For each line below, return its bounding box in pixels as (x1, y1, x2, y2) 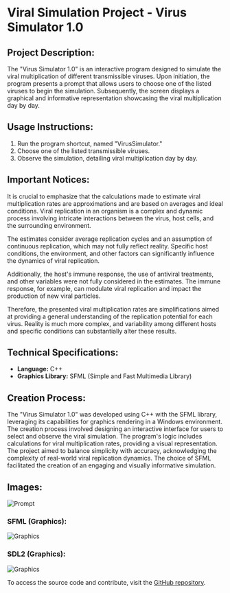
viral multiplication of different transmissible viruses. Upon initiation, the (7, 72, 210, 80)
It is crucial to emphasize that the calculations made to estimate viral (7, 192, 201, 200)
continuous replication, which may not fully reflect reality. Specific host (7, 242, 208, 250)
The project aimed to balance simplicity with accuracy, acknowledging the (7, 447, 218, 455)
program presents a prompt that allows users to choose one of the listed (7, 80, 211, 87)
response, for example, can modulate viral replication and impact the (7, 284, 202, 292)
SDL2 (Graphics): (7, 549, 66, 559)
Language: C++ (16, 365, 63, 373)
